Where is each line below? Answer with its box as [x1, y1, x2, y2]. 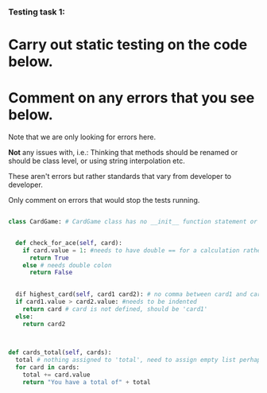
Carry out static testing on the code [8, 36, 248, 54]
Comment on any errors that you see [8, 89, 255, 107]
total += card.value [22, 371, 91, 379]
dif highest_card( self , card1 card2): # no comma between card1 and [15, 290, 247, 298]
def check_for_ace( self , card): [15, 239, 123, 247]
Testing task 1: [8, 6, 65, 18]
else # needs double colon [22, 261, 112, 269]
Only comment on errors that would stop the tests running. [8, 196, 200, 205]
